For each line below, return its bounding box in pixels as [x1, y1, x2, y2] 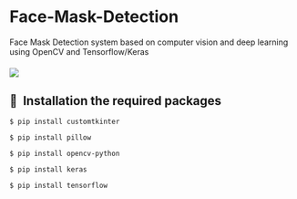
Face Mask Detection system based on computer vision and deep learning [9, 37, 289, 47]
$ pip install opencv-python [9, 149, 120, 159]
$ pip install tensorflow [9, 181, 108, 191]
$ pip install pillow [9, 133, 92, 142]
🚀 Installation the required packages [9, 93, 221, 109]
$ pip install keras [9, 165, 88, 174]
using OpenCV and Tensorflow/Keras [9, 46, 149, 57]
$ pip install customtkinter [9, 117, 120, 127]
